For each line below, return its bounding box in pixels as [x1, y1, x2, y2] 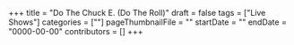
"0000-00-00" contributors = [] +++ [8, 26, 143, 36]
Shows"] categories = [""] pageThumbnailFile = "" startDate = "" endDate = [8, 17, 288, 27]
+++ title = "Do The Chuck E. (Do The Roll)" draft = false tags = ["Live [8, 8, 266, 18]
